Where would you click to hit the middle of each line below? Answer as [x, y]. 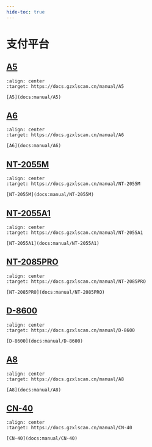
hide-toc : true [26, 12]
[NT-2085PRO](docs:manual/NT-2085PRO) [56, 292]
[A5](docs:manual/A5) [34, 97]
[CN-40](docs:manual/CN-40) [42, 438]
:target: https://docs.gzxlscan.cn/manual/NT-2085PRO [76, 282]
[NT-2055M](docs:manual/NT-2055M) [50, 195]
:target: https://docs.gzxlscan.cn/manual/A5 [65, 86]
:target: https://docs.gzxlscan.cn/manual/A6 [65, 135]
